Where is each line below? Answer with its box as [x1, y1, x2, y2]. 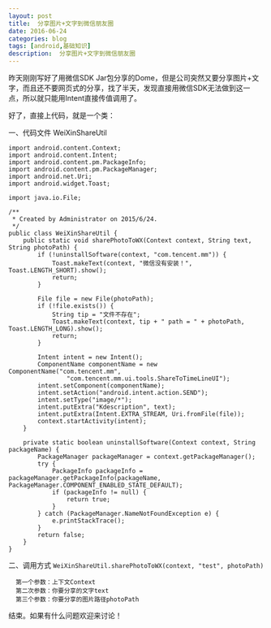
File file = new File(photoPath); [37, 295, 154, 303]
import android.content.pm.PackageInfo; [8, 158, 148, 167]
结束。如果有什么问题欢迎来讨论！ [8, 611, 123, 620]
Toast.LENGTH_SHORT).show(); [8, 266, 107, 275]
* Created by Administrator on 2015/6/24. [11, 215, 158, 223]
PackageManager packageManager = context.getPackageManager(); [37, 453, 256, 461]
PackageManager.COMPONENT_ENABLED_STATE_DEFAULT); [8, 481, 183, 489]
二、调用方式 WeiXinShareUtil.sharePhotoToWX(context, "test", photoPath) [8, 561, 265, 570]
